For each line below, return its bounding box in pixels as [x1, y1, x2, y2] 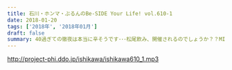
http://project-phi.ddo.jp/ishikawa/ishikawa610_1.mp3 [7, 55, 159, 63]
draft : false [7, 29, 45, 37]
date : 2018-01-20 [7, 17, 57, 24]
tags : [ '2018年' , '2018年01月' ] [7, 23, 98, 30]
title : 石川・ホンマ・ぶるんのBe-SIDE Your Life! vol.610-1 [7, 10, 173, 17]
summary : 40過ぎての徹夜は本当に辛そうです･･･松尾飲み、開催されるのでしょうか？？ [7, 36, 220, 43]
